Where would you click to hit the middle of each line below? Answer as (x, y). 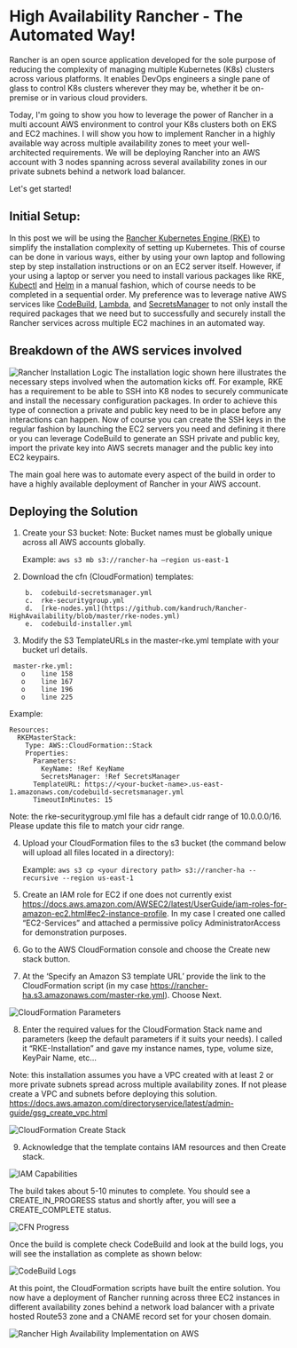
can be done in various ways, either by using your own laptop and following (147, 257)
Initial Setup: (45, 216)
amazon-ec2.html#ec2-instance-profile (94, 914)
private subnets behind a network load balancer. (98, 171)
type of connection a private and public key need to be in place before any (145, 409)
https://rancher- (179, 986)
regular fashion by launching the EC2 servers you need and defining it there (148, 429)
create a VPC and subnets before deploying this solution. (113, 1094)
